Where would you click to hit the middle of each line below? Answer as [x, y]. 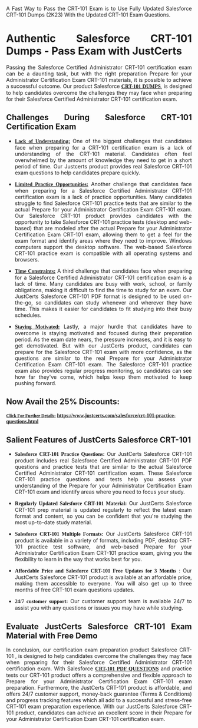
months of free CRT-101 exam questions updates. [74, 590]
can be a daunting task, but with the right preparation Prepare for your [99, 74]
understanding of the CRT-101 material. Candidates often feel [103, 154]
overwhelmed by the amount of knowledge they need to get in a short [103, 160]
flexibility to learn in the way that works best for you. [78, 560]
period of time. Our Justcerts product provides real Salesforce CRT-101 [103, 166]
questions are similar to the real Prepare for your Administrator [103, 358]
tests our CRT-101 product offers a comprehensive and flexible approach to [99, 675]
